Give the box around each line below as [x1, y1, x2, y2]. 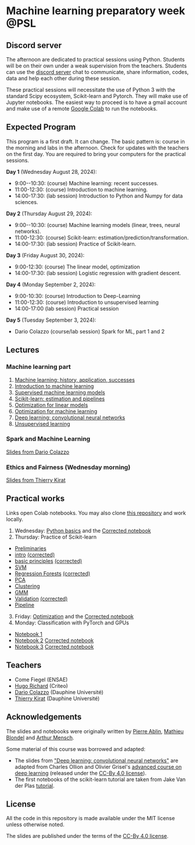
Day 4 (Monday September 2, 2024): [6, 281, 96, 288]
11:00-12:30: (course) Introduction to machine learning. [14, 186, 148, 193]
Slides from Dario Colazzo [6, 448, 70, 455]
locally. [6, 516, 24, 523]
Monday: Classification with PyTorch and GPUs [14, 619, 130, 626]
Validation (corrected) [14, 595, 68, 602]
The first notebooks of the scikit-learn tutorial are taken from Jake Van [14, 776, 186, 783]
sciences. [14, 198, 38, 205]
